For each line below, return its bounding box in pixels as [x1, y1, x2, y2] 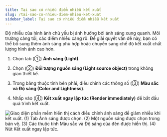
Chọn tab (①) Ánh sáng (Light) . [12, 56, 80, 62]
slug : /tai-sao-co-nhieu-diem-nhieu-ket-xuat [5, 12, 101, 17]
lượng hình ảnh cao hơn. [5, 46, 55, 52]
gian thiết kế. [12, 71, 39, 77]
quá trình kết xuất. [12, 101, 50, 107]
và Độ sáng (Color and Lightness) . [12, 86, 85, 92]
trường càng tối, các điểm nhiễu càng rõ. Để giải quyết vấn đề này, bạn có [5, 35, 157, 41]
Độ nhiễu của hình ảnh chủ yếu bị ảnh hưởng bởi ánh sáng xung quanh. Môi [5, 30, 161, 36]
